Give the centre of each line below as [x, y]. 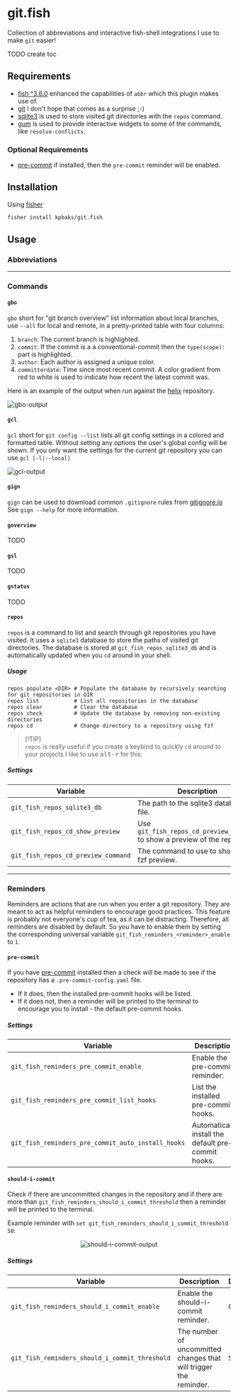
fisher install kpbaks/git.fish [55, 217]
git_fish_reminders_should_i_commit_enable [85, 1307]
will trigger [195, 1367]
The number [198, 1332]
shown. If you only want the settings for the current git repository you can [115, 450]
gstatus [19, 586]
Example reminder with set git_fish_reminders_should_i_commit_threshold [118, 1223]
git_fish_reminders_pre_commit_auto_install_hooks [98, 1143]
